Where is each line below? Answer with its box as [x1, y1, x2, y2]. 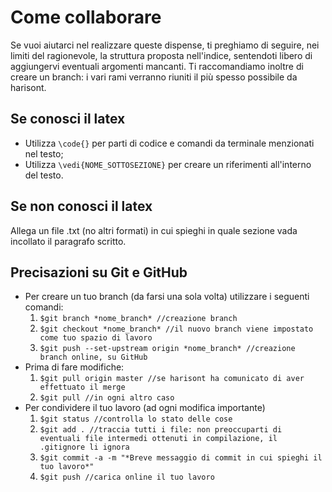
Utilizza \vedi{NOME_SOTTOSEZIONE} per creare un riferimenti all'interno [24, 158, 312, 170]
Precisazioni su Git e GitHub [10, 264, 188, 281]
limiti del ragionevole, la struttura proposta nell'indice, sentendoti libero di [10, 49, 313, 61]
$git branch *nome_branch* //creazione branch [39, 314, 238, 324]
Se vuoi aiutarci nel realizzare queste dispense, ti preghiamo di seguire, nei [10, 39, 320, 51]
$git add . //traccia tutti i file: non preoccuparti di [39, 425, 283, 435]
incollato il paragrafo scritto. [10, 235, 127, 247]
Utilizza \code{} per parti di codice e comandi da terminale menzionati [24, 137, 315, 149]
